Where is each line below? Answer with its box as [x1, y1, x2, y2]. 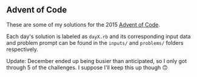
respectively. [6, 45, 38, 53]
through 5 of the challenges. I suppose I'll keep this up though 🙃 [6, 64, 169, 71]
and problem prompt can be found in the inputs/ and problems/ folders [6, 39, 184, 46]
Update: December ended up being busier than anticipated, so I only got [6, 57, 187, 64]
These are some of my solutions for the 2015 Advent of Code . [6, 21, 161, 28]
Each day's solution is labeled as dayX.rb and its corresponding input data [6, 33, 191, 40]
